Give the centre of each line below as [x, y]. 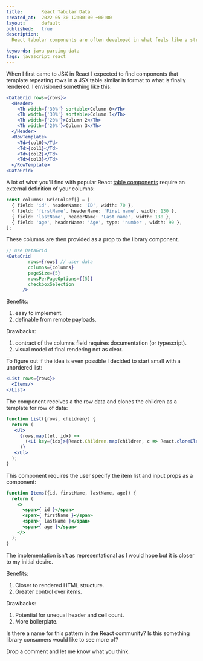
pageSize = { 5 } [44, 273]
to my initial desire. [30, 562]
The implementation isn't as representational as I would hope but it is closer [100, 555]
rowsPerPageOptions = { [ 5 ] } [61, 279]
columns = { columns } [51, 267]
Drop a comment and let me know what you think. [68, 651]
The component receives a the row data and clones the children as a [92, 401]
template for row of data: [37, 408]
